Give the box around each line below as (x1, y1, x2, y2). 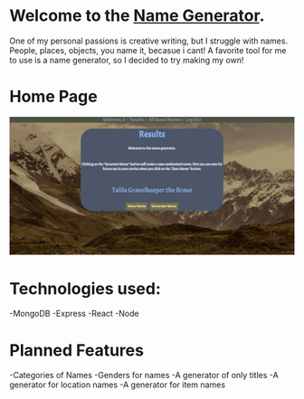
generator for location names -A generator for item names (9, 379, 226, 390)
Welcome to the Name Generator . (9, 5, 265, 26)
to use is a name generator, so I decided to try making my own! (9, 54, 244, 65)
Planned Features (9, 340, 145, 360)
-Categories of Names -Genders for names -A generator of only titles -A (9, 370, 279, 381)
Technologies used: (9, 278, 161, 299)
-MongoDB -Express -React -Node (9, 309, 139, 319)
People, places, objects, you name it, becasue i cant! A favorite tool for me (9, 44, 287, 55)
